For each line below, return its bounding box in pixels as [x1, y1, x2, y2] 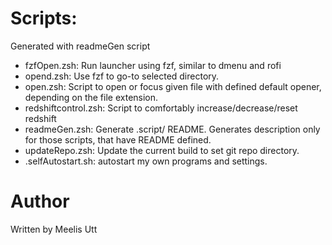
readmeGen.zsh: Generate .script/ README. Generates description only [24, 123, 321, 135]
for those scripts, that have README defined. [24, 133, 212, 146]
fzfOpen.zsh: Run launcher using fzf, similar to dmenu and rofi [24, 59, 282, 71]
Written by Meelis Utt [10, 223, 98, 235]
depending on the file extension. [24, 91, 159, 103]
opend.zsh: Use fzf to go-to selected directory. [24, 70, 220, 82]
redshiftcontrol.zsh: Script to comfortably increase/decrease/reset [24, 102, 298, 114]
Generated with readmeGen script [10, 40, 151, 52]
